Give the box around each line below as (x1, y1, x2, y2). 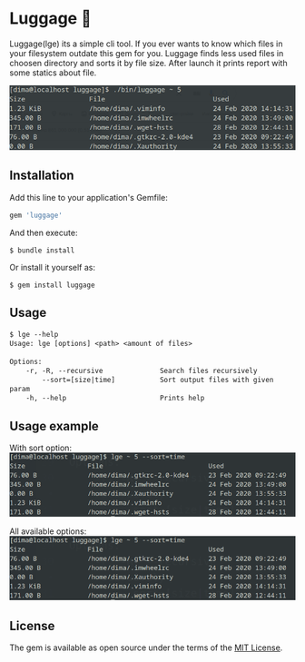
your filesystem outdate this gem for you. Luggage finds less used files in (9, 47, 284, 58)
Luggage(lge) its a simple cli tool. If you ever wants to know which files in (9, 38, 283, 49)
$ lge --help (9, 331, 59, 340)
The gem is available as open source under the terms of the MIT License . (9, 642, 283, 653)
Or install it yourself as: (9, 262, 95, 272)
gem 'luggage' (9, 211, 64, 220)
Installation (9, 168, 74, 183)
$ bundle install (9, 245, 75, 255)
